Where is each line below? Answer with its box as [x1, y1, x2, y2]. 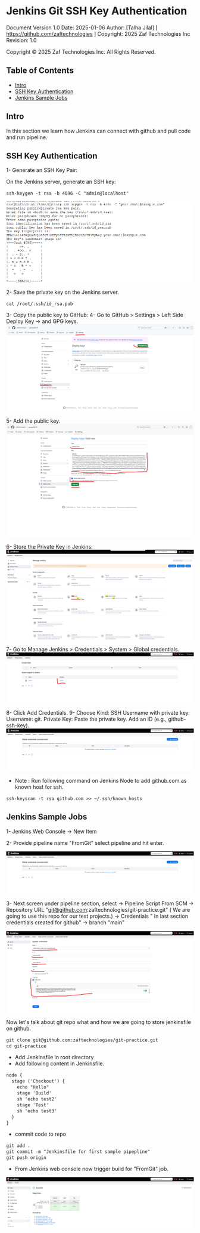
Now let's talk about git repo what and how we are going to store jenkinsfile [6, 1018, 192, 1025]
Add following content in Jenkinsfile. [14, 1060, 105, 1067]
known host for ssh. [14, 783, 64, 791]
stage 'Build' [17, 1090, 52, 1096]
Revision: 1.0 [6, 36, 37, 44]
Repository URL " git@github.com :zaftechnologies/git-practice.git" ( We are [6, 906, 190, 913]
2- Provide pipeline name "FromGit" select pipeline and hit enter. [6, 839, 165, 846]
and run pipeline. [6, 133, 48, 141]
